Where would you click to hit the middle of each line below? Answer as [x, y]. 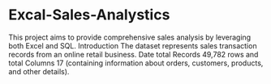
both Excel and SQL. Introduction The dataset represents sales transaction [133, 45]
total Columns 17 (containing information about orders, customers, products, [136, 63]
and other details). [39, 71]
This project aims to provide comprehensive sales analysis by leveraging [130, 37]
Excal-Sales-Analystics [89, 15]
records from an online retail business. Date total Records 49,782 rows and [133, 54]
